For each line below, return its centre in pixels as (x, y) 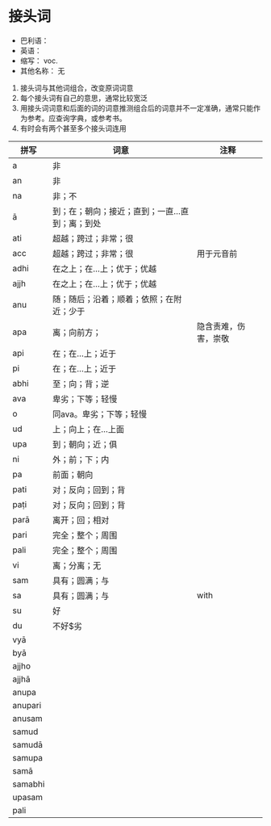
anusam (27, 718)
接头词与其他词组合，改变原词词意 (77, 88)
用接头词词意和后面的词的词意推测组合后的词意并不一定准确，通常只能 (137, 108)
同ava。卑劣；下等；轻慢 (100, 414)
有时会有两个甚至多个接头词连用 (73, 128)
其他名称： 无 (42, 70)
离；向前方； (77, 332)
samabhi (29, 784)
